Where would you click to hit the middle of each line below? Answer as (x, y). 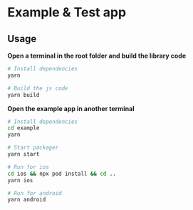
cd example (24, 128)
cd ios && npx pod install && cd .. (62, 174)
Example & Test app (67, 12)
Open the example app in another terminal (71, 108)
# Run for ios (28, 167)
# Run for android (35, 193)
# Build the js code (38, 88)
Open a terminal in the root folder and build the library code (97, 56)
